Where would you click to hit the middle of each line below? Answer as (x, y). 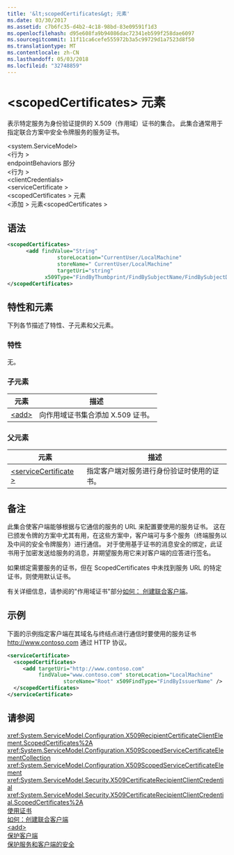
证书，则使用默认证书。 (41, 577)
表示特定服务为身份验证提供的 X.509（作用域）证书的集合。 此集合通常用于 (115, 123)
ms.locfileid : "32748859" (45, 66)
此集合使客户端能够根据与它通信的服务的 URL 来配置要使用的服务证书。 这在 (117, 527)
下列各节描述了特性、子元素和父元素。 (62, 325)
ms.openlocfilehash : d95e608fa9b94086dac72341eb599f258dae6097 (101, 33)
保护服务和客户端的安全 (41, 844)
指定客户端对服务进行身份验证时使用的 (149, 471)
